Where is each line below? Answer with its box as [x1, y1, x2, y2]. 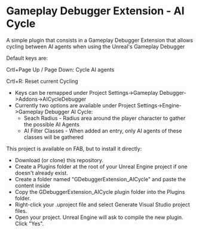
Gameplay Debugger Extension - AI [6, 4, 185, 18]
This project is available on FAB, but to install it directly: [6, 145, 142, 152]
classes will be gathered [23, 133, 84, 141]
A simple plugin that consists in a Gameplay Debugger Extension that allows [6, 36, 193, 44]
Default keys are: [6, 54, 48, 61]
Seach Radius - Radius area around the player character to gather [23, 115, 186, 122]
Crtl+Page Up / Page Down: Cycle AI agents [6, 66, 115, 73]
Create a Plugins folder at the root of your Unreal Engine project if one [14, 163, 188, 170]
